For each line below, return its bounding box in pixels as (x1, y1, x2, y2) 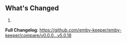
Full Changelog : (5, 27, 38, 33)
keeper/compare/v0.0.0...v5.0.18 (5, 32, 71, 38)
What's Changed (5, 4, 59, 12)
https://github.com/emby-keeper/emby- (39, 27, 121, 33)
